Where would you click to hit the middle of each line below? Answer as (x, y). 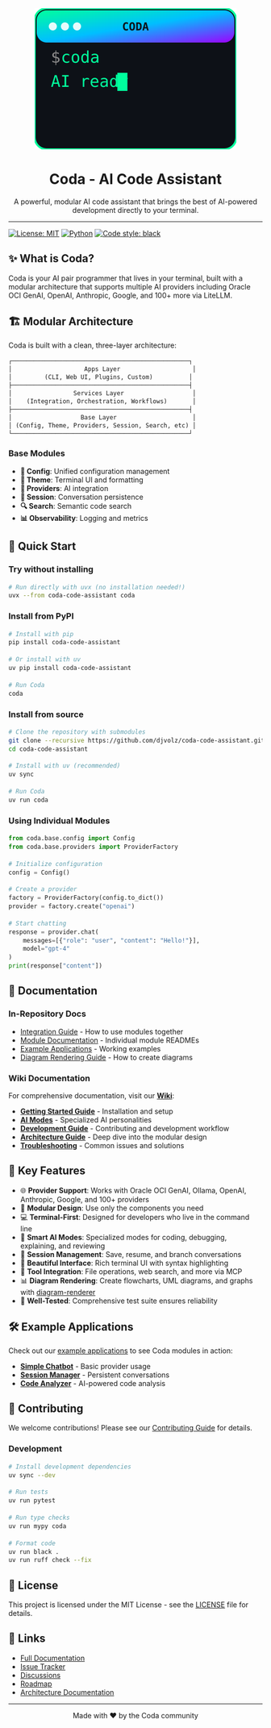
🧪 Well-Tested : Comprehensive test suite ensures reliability (119, 1301)
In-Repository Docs (47, 1014)
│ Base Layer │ (102, 417)
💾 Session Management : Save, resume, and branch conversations (131, 1254)
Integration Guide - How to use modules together (102, 1031)
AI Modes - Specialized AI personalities (85, 1120)
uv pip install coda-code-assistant (70, 668)
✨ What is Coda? (51, 258)
